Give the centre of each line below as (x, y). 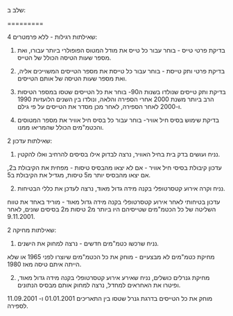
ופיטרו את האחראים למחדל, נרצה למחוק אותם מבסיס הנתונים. (99, 285)
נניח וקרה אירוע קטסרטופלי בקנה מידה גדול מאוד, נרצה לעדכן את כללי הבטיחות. (121, 188)
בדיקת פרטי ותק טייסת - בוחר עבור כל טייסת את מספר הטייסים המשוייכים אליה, (121, 71)
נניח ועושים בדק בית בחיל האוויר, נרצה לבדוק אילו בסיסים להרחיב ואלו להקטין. (119, 154)
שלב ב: (17, 10)
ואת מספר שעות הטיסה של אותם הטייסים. (72, 78)
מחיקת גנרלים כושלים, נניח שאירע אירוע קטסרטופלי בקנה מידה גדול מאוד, (113, 278)
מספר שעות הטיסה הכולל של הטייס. (64, 58)
